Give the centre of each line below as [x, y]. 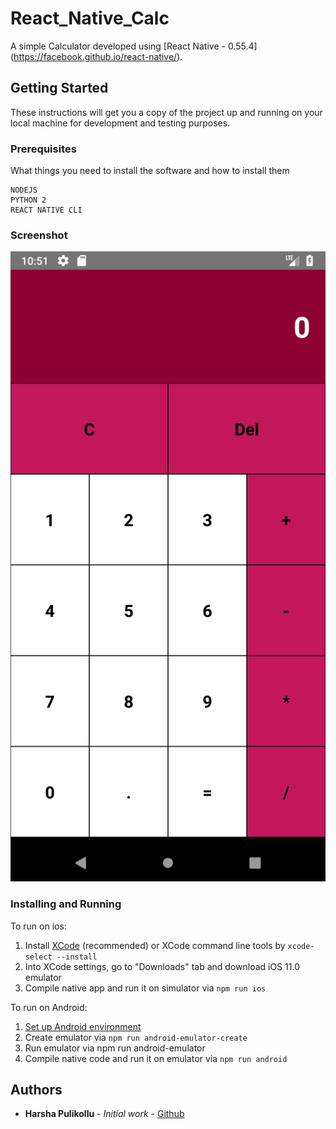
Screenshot [39, 235]
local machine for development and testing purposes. [120, 123]
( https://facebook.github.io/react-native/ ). [96, 56]
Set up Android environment [83, 1026]
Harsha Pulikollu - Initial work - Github [104, 1114]
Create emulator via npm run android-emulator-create [136, 1037]
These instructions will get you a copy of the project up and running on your [166, 112]
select [38, 957]
